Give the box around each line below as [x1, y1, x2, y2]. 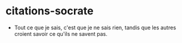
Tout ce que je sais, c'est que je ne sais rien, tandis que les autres [14, 24, 177, 31]
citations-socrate [5, 4, 94, 18]
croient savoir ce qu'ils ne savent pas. [14, 30, 108, 37]
